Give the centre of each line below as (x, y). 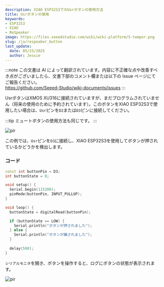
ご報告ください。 (22, 82)
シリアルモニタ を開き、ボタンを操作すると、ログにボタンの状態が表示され (78, 263)
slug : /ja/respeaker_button (34, 42)
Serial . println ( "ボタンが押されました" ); (53, 225)
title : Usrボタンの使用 (27, 14)
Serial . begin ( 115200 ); (33, 190)
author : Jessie (25, 55)
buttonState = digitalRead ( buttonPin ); (50, 212)
